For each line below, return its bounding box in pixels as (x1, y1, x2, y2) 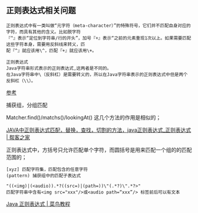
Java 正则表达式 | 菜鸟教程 (6, 200, 71, 207)
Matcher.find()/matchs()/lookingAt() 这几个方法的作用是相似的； (6, 114, 161, 121)
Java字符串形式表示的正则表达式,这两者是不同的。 (6, 65, 112, 71)
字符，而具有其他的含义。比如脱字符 (6, 29, 81, 35)
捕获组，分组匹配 (6, 101, 48, 108)
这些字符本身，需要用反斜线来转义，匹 (6, 41, 85, 47)
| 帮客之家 (6, 134, 31, 141)
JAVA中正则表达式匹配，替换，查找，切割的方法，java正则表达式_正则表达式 (6, 126, 192, 134)
